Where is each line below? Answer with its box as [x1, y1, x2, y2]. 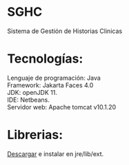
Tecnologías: [7, 51, 83, 67]
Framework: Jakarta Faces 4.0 [7, 80, 94, 89]
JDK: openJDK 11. [7, 88, 57, 96]
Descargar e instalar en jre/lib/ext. [7, 149, 104, 158]
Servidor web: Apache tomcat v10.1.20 [7, 102, 117, 111]
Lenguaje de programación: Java [7, 74, 101, 82]
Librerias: [7, 127, 63, 143]
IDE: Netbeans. [7, 96, 50, 104]
